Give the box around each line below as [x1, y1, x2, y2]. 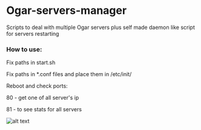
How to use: [6, 45, 42, 53]
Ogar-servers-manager [6, 4, 127, 18]
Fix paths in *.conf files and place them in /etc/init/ [6, 71, 132, 78]
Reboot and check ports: [6, 82, 68, 89]
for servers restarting [6, 30, 59, 37]
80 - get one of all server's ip [6, 94, 79, 102]
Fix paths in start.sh [6, 59, 56, 67]
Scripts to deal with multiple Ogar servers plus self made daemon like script [6, 24, 196, 31]
